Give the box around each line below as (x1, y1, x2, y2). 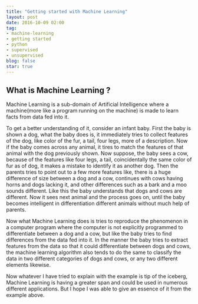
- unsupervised (6, 52, 44, 58)
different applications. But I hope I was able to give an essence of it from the (6, 285, 192, 292)
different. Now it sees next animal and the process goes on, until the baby (6, 194, 186, 201)
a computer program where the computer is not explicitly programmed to (6, 224, 184, 231)
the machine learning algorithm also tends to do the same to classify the (6, 249, 181, 256)
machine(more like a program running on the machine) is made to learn (6, 107, 179, 114)
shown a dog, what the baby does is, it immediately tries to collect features (6, 131, 189, 138)
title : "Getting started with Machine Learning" (6, 8, 128, 15)
